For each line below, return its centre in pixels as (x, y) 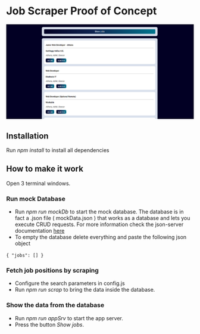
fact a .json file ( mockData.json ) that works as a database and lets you (102, 218)
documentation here (40, 231)
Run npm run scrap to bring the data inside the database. (85, 290)
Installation (27, 136)
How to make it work (45, 169)
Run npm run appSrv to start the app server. (69, 318)
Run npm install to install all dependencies (58, 150)
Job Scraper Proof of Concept (82, 11)
